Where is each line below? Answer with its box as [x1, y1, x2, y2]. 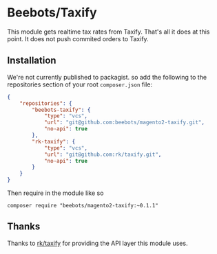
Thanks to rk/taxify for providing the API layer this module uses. [7, 239, 188, 247]
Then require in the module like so [7, 189, 104, 197]
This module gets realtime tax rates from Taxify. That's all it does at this [7, 27, 210, 36]
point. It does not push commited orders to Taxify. [7, 34, 149, 43]
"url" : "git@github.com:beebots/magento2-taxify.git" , [43, 119, 205, 126]
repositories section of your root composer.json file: [7, 80, 153, 89]
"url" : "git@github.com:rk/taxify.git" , [43, 151, 162, 158]
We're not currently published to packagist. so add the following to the [7, 73, 207, 81]
